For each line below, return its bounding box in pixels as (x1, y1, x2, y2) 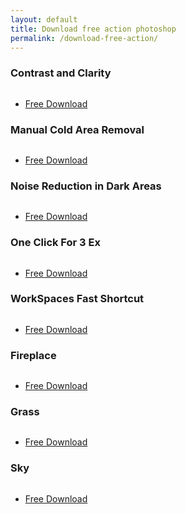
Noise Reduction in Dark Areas (10, 179, 162, 193)
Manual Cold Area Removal (10, 122, 145, 136)
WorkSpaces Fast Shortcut (10, 292, 145, 306)
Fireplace (10, 348, 57, 362)
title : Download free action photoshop (10, 24, 177, 34)
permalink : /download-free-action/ (10, 33, 159, 43)
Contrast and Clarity (10, 66, 112, 80)
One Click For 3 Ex (10, 236, 101, 250)
